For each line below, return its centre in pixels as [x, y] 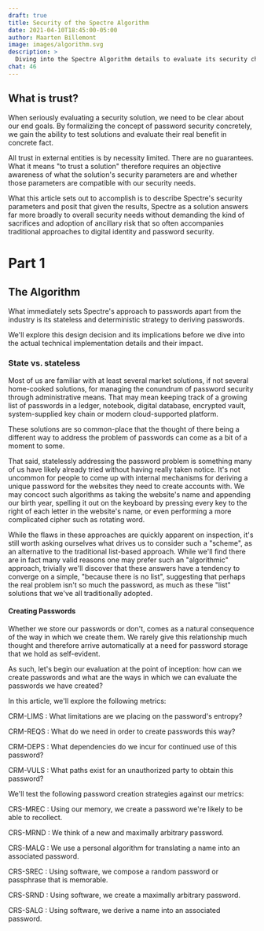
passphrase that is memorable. [58, 880]
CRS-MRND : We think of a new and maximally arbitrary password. [116, 833]
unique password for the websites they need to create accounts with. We [126, 486]
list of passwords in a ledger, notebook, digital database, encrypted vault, [127, 405]
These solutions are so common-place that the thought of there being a [124, 429]
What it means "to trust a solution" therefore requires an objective [115, 166]
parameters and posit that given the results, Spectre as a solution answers [128, 206]
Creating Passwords [42, 611]
